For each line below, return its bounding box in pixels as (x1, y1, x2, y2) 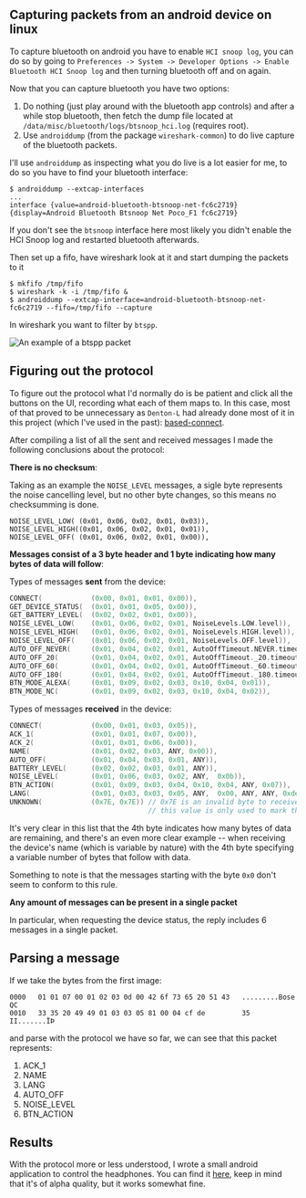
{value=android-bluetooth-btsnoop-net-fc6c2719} (49, 200, 239, 209)
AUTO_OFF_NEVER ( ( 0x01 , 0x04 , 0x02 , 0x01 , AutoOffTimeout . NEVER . (9, 644, 280, 654)
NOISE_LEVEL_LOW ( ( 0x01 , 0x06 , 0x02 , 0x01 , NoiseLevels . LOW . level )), (9, 619, 291, 628)
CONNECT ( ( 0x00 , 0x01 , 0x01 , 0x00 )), (9, 594, 198, 603)
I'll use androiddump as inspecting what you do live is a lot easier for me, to (9, 157, 288, 168)
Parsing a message (9, 951, 120, 966)
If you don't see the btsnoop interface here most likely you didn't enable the (9, 224, 292, 236)
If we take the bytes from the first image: (9, 974, 162, 985)
